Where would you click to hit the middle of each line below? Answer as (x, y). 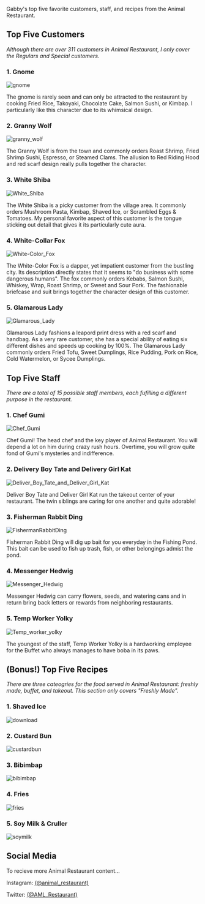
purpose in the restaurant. (39, 399)
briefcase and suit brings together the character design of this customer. (98, 292)
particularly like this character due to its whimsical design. (80, 110)
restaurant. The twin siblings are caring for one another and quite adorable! (101, 501)
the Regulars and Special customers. (53, 56)
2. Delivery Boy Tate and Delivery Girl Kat (69, 469)
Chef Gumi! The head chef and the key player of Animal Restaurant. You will (102, 440)
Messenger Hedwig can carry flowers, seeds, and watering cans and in (96, 596)
